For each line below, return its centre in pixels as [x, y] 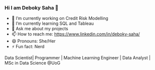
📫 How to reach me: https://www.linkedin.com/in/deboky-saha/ [76, 34]
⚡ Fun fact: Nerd [28, 47]
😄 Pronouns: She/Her [34, 41]
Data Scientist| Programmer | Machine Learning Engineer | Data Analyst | [78, 58]
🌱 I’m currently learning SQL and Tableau [53, 23]
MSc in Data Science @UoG [33, 63]
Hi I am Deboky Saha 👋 [32, 8]
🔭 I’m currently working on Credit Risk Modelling [60, 18]
